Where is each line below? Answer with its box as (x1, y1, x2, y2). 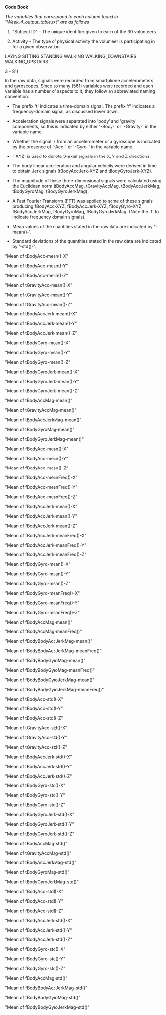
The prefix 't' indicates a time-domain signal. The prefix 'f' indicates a (12, 103, 155, 109)
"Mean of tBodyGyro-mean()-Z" (5, 359, 71, 365)
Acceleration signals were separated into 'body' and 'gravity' (12, 118, 137, 124)
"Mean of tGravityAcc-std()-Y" (5, 735, 68, 740)
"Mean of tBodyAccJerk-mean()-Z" (5, 330, 78, 336)
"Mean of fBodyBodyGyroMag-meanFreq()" (5, 667, 95, 673)
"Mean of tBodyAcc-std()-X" (5, 696, 63, 702)
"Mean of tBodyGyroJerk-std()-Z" (5, 831, 74, 837)
